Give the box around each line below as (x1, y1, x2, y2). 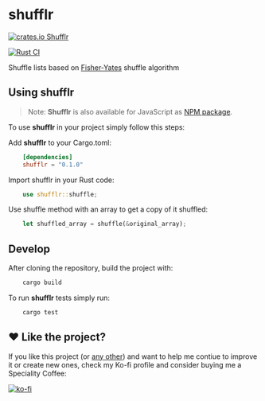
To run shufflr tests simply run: (8, 293, 110, 302)
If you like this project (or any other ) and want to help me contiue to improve (8, 352, 258, 361)
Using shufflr (8, 86, 75, 99)
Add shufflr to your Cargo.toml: (8, 138, 111, 147)
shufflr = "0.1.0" (22, 161, 84, 169)
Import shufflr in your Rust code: (8, 175, 115, 185)
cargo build (22, 278, 62, 287)
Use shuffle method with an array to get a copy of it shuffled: (8, 204, 208, 214)
